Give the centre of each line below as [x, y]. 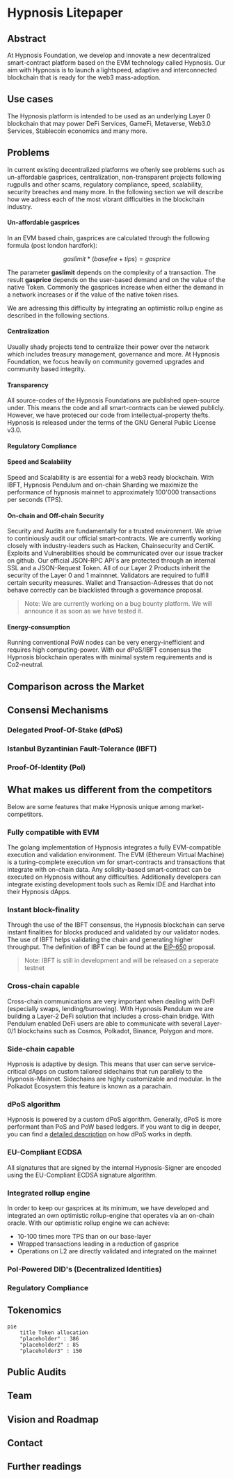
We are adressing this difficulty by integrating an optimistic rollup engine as [115, 308]
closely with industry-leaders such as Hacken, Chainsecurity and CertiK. [111, 546]
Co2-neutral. [25, 665]
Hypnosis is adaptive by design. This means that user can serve [99, 1064]
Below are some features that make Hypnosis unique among [94, 806]
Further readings [45, 1467]
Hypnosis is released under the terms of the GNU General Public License [112, 423]
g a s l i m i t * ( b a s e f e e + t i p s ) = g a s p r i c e [117, 258]
